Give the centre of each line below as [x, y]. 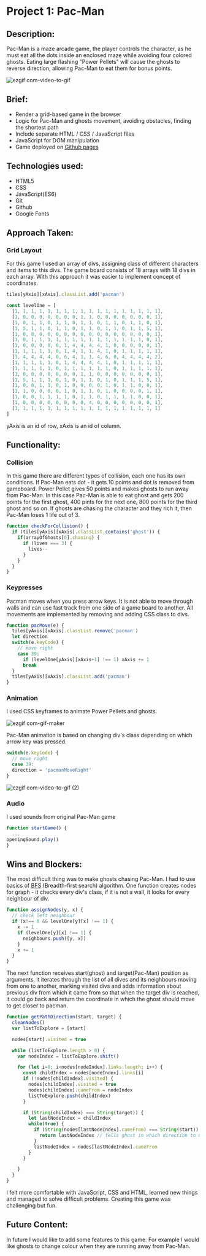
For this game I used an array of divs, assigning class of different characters [103, 264]
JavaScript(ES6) [36, 194]
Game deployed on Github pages [57, 147]
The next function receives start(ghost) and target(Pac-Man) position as [97, 973]
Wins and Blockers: [44, 865]
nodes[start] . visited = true [49, 1039]
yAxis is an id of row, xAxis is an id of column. [64, 425]
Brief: [17, 99]
